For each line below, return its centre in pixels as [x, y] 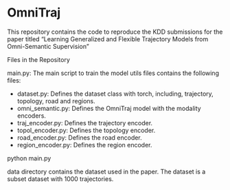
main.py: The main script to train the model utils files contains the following [113, 73]
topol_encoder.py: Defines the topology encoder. [86, 130]
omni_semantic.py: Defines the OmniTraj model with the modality [109, 108]
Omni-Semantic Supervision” [48, 46]
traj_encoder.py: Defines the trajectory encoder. [85, 123]
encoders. [32, 116]
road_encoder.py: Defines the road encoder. [79, 137]
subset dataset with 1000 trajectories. [60, 179]
